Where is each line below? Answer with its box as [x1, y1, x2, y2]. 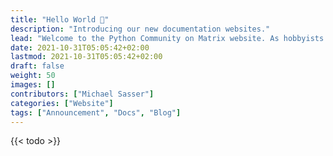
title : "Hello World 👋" [10, 14, 110, 25]
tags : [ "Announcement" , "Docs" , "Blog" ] [10, 107, 182, 118]
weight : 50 [10, 71, 56, 81]
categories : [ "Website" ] [10, 98, 114, 108]
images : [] [10, 80, 56, 90]
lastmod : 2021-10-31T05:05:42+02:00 [10, 52, 163, 62]
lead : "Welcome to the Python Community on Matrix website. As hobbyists [10, 33, 325, 43]
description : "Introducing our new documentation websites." [10, 24, 271, 34]
